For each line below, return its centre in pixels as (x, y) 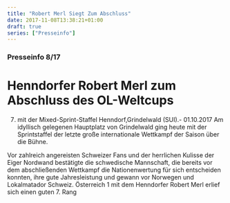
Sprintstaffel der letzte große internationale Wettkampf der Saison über (118, 134)
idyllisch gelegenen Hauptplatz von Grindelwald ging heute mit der (112, 127)
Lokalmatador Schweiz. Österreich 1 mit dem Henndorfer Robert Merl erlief (114, 185)
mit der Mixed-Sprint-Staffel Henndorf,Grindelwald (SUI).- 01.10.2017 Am (120, 120)
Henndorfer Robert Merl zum (92, 86)
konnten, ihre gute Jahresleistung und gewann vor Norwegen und (101, 177)
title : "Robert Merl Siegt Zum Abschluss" (69, 14)
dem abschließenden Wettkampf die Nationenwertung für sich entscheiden (114, 170)
